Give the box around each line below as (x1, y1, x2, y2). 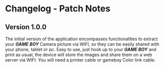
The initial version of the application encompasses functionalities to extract (5, 36, 158, 42)
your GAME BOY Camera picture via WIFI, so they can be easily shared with (5, 41, 160, 47)
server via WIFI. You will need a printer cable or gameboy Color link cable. (5, 57, 156, 63)
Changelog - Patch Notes (5, 3, 111, 14)
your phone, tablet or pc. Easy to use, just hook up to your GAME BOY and (5, 47, 157, 52)
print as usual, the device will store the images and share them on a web (5, 52, 152, 58)
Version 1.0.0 (5, 23, 47, 31)
